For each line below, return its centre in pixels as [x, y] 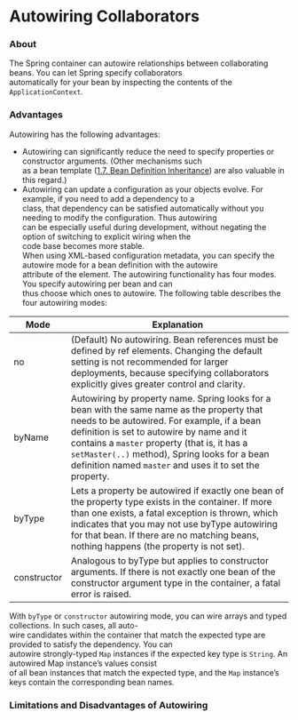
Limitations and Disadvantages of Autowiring [109, 705]
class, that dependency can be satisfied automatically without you [143, 208]
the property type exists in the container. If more [171, 501]
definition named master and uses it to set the [165, 465]
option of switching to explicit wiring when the [106, 236]
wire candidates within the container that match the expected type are [137, 635]
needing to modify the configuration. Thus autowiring [119, 217]
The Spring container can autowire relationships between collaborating [139, 63]
